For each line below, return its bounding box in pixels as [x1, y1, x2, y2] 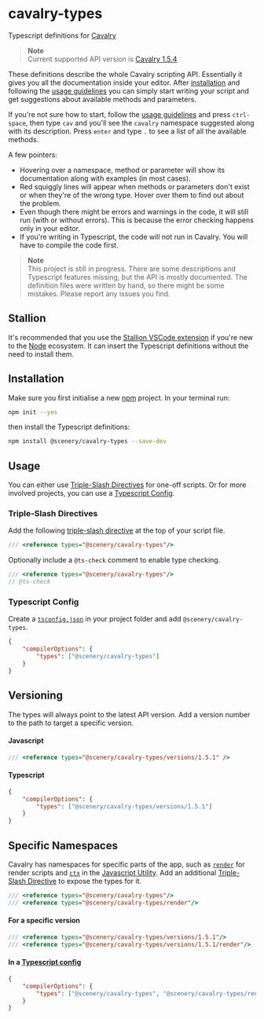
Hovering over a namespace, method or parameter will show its [19, 165, 225, 174]
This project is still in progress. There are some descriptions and [27, 264, 236, 273]
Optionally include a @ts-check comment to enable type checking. [8, 555, 221, 565]
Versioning [8, 689, 63, 702]
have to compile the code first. [19, 240, 119, 250]
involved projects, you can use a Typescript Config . [8, 489, 175, 498]
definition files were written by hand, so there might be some [27, 280, 225, 290]
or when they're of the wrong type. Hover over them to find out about [19, 190, 244, 200]
